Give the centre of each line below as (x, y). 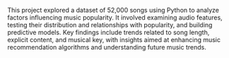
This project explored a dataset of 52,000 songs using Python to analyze (113, 10)
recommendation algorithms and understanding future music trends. (107, 47)
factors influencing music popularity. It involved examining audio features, (115, 17)
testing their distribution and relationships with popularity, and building (110, 25)
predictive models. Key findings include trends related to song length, (108, 32)
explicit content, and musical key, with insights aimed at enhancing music (114, 40)
